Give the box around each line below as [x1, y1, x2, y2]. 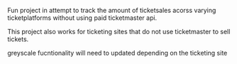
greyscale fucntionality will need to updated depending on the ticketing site [7, 49, 228, 57]
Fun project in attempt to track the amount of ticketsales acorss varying [7, 6, 216, 14]
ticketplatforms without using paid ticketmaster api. [7, 14, 158, 22]
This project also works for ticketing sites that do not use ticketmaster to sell [7, 28, 231, 36]
